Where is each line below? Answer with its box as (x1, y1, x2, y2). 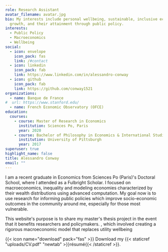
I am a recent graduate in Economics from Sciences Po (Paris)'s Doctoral (5, 174, 155, 180)
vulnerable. (5, 206, 28, 212)
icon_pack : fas (14, 53, 46, 59)
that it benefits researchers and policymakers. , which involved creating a (5, 221, 156, 227)
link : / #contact (14, 58, 48, 63)
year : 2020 (18, 128, 41, 133)
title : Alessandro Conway (5, 156, 59, 161)
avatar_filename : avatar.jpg (5, 12, 66, 17)
